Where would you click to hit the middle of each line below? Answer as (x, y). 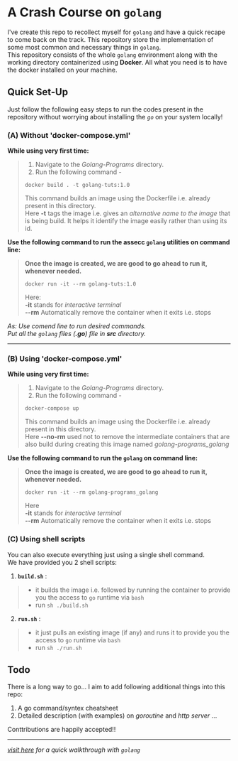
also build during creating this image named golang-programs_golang (127, 444)
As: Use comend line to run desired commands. (77, 326)
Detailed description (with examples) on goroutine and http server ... (117, 716)
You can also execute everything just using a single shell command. (106, 554)
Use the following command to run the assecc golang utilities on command (119, 242)
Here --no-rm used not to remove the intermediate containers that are (127, 437)
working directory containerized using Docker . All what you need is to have (117, 62)
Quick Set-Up (38, 92)
